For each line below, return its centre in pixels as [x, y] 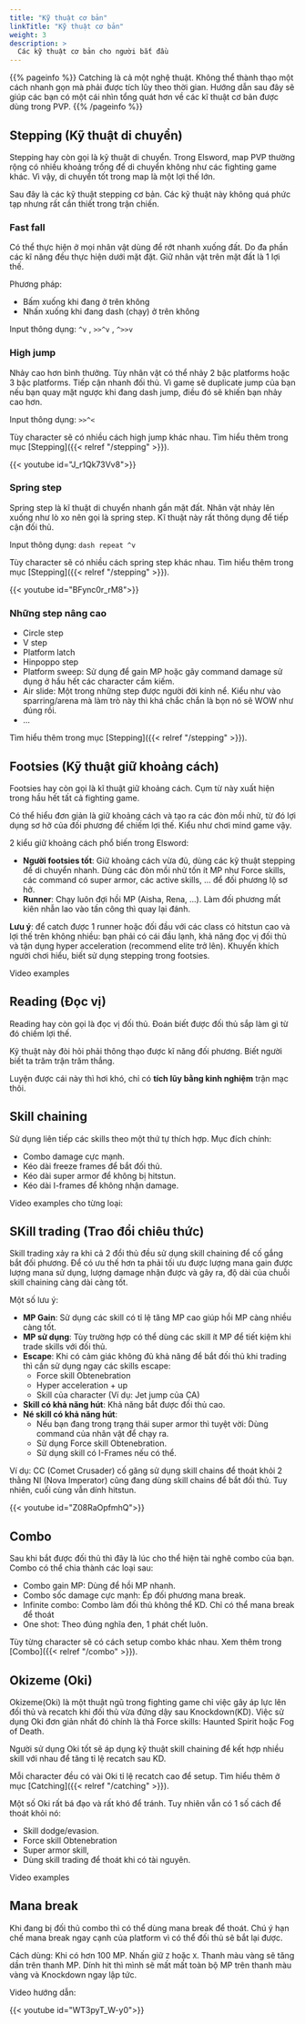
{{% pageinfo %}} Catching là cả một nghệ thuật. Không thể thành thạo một [152, 77]
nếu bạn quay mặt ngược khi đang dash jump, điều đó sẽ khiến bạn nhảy [146, 392]
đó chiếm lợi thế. [41, 1033]
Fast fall [27, 227]
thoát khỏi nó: [36, 1813]
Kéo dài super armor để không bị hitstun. [99, 1175]
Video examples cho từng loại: [66, 1203]
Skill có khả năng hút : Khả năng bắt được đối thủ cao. [124, 1405]
